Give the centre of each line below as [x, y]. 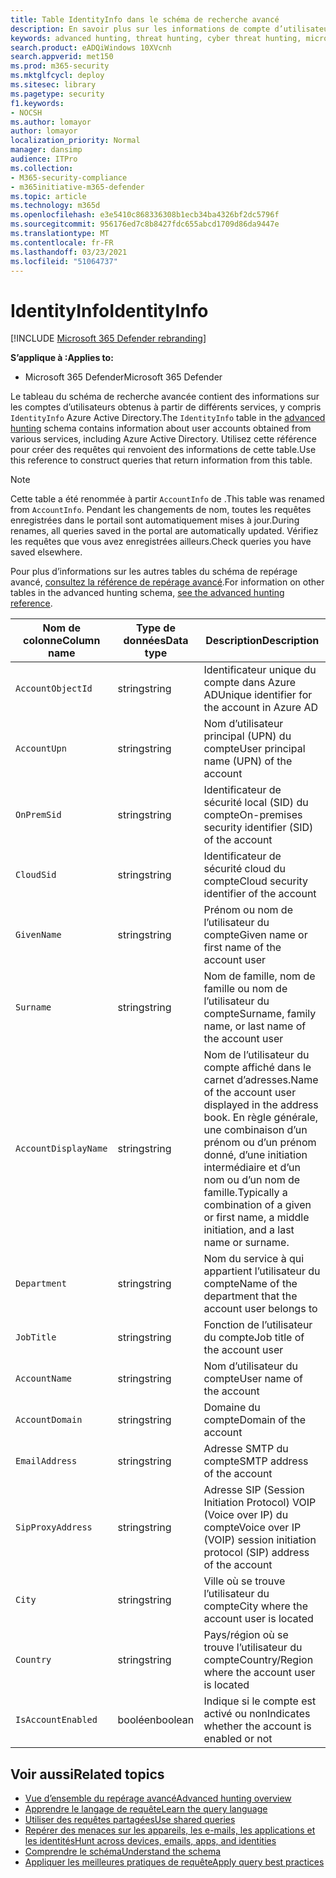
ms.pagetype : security [57, 94]
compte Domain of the [255, 1420]
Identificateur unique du [260, 670]
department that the [250, 1296]
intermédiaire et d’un [252, 1168]
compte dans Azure [250, 683]
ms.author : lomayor [51, 122]
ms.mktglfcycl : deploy [57, 76]
